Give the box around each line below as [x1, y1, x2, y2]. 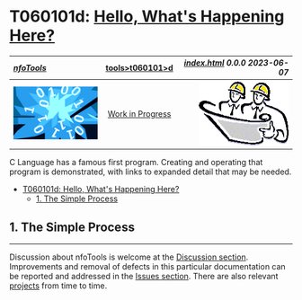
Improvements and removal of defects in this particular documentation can [9, 261, 286, 271]
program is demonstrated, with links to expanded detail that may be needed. [9, 166, 292, 177]
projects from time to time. [9, 280, 108, 291]
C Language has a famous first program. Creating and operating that [9, 157, 263, 168]
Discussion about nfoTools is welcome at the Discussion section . [9, 251, 249, 262]
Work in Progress [107, 109, 172, 119]
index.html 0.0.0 [183, 57, 246, 68]
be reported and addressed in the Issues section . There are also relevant [9, 271, 279, 281]
